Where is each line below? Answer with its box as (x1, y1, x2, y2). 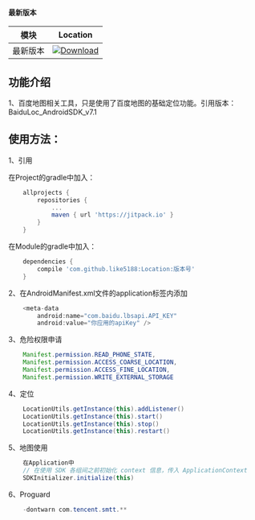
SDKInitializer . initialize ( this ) (22, 474, 135, 482)
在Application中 (22, 459, 75, 467)
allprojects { (22, 188, 70, 196)
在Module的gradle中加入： (8, 241, 97, 251)
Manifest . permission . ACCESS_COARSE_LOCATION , (22, 358, 178, 366)
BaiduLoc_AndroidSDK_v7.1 (8, 107, 98, 117)
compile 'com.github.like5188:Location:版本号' (37, 265, 196, 273)
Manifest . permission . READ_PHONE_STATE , (22, 351, 156, 359)
